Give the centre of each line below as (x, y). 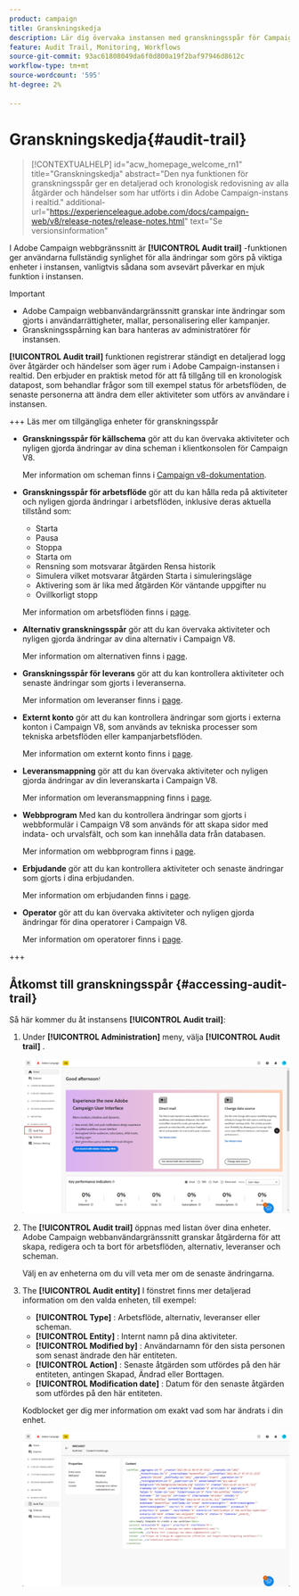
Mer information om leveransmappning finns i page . (117, 798)
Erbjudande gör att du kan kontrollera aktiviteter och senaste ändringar (153, 868)
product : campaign (43, 19)
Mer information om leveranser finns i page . (102, 699)
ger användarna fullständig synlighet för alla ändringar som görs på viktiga (146, 257)
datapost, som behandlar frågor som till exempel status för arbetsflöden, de (148, 385)
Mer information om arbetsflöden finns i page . (106, 612)
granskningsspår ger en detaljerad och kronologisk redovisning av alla (160, 183)
